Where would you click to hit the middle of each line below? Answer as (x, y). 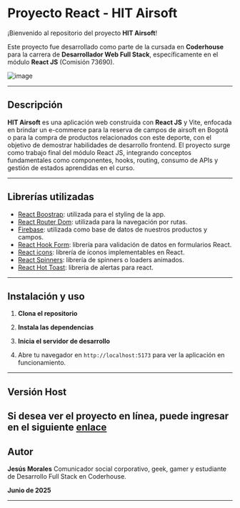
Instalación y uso (46, 296)
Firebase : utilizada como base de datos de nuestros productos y (112, 229)
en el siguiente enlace (57, 428)
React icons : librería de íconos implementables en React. (101, 252)
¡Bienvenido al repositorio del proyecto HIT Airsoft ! (82, 33)
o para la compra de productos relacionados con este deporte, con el (110, 137)
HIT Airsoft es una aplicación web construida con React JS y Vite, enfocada (120, 122)
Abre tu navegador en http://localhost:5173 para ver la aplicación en (121, 355)
